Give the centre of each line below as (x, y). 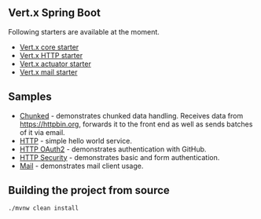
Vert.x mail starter (48, 72)
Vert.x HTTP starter (51, 55)
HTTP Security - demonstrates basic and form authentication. (119, 157)
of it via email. (42, 132)
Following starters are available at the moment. (84, 31)
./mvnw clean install (44, 208)
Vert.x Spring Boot (54, 13)
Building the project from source (89, 190)
